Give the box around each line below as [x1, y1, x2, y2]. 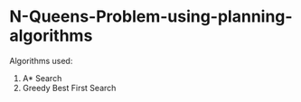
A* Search [22, 72, 62, 83]
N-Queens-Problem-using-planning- [9, 6, 293, 27]
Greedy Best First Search [22, 82, 117, 93]
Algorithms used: [9, 55, 73, 66]
